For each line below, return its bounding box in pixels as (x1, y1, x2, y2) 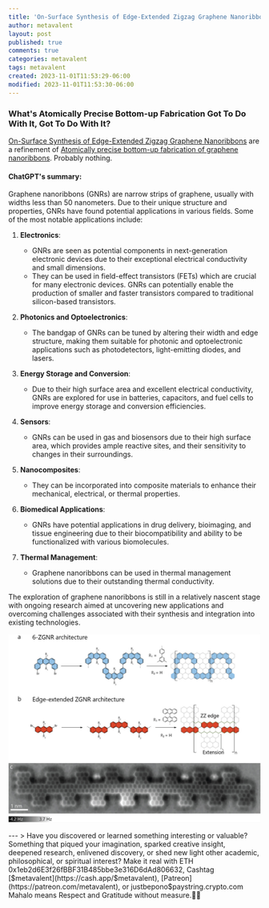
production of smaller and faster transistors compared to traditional (31, 288, 254, 298)
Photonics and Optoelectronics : (19, 312, 128, 322)
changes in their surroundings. (31, 449, 134, 460)
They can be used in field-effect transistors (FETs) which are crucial (31, 271, 257, 281)
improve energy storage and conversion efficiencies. (31, 401, 207, 412)
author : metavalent (8, 21, 74, 30)
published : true (8, 38, 62, 46)
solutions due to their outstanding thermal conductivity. (31, 577, 215, 586)
